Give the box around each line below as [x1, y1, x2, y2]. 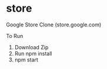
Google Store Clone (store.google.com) [6, 21, 102, 28]
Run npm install [14, 50, 52, 57]
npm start [14, 56, 38, 63]
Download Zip [14, 43, 49, 51]
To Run [6, 32, 24, 39]
